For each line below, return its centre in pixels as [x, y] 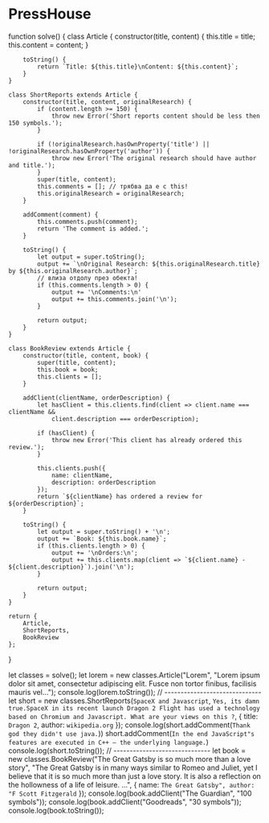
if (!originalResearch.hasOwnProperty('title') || [124, 144]
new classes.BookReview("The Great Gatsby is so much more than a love [130, 759]
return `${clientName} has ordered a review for [120, 496]
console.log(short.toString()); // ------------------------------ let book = [127, 751]
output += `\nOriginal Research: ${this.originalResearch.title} [149, 264]
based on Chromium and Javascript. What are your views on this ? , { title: [133, 716]
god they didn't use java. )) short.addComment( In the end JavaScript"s [132, 733]
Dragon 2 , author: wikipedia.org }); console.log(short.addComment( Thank [129, 725]
